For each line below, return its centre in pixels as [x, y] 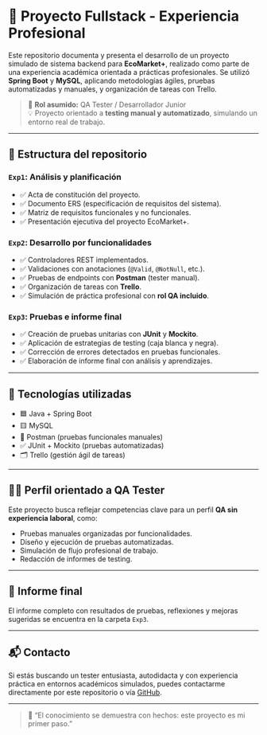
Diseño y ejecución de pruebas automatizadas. [97, 541]
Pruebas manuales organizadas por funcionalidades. [106, 534]
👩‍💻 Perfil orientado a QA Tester [87, 490]
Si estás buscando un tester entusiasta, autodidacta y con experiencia [123, 675]
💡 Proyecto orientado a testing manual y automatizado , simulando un [143, 113]
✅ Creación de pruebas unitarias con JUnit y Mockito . [109, 334]
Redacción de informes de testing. [76, 559]
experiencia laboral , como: [53, 518]
